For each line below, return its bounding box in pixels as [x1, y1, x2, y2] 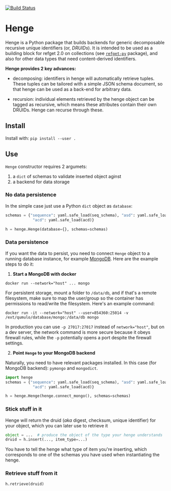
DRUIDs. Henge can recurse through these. [12, 107, 104, 113]
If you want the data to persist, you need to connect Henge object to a [5, 250, 150, 256]
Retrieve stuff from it [5, 470, 58, 477]
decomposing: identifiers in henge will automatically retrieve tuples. [12, 75, 155, 81]
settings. [5, 340, 24, 346]
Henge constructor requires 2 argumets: [5, 163, 88, 169]
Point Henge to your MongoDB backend [12, 350, 96, 356]
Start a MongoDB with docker [12, 271, 76, 277]
